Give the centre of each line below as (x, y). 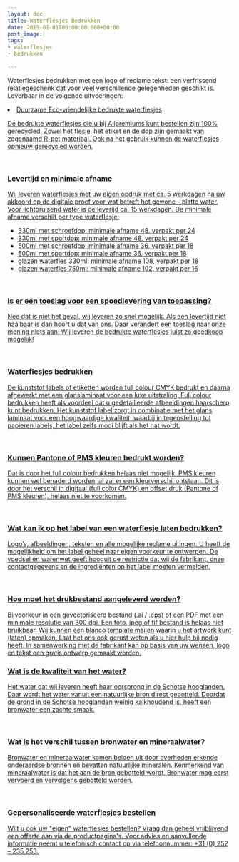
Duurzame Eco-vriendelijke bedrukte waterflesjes (90, 109)
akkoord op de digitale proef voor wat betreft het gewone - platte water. (113, 202)
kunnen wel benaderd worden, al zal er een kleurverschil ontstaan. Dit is (113, 481)
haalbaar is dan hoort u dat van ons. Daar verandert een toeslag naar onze (117, 324)
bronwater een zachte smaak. (51, 709)
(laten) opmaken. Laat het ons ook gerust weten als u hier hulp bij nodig (113, 638)
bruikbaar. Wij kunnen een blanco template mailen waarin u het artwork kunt (119, 630)
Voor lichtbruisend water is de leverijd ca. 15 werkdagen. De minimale (110, 209)
